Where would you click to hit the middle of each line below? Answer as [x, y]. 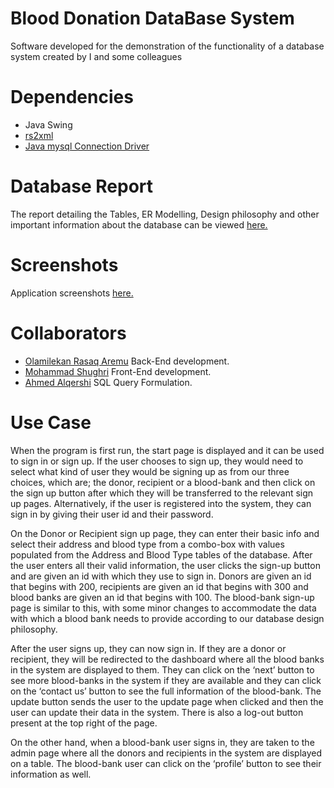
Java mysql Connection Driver [87, 146]
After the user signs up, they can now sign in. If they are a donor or [148, 648]
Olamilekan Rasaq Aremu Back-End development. [127, 361]
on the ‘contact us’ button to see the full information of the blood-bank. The [166, 691]
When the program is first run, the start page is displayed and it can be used [167, 450]
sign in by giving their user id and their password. [112, 514]
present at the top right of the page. [84, 723]
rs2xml [39, 135]
